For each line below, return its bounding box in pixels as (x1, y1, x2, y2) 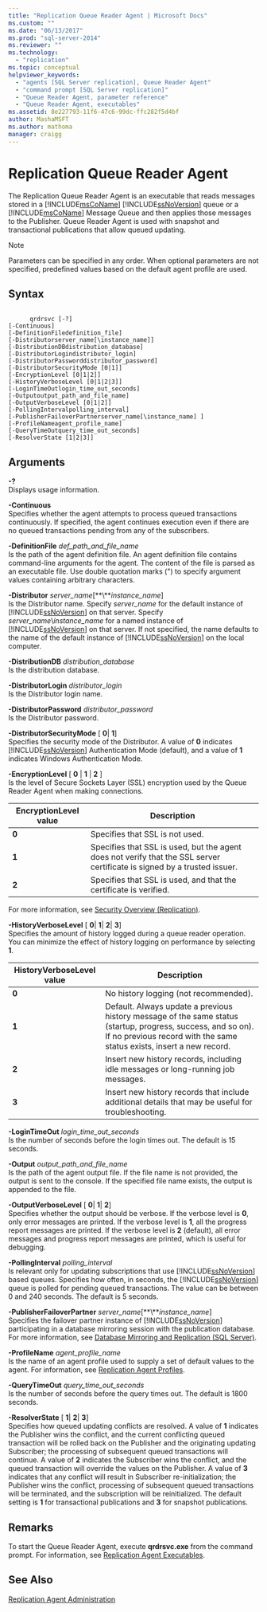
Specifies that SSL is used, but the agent (90, 841, 242, 853)
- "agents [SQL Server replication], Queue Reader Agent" (15, 78, 212, 86)
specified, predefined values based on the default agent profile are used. (8, 264, 248, 273)
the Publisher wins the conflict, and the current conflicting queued (8, 1430, 225, 1439)
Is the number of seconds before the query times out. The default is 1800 (8, 1389, 248, 1398)
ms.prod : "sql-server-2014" (8, 33, 102, 42)
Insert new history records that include (105, 1087, 250, 1098)
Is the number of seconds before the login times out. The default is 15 (8, 1135, 236, 1145)
